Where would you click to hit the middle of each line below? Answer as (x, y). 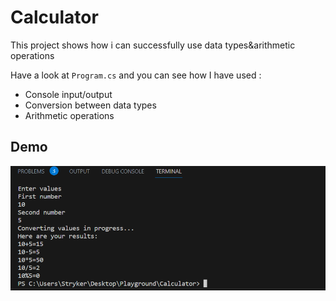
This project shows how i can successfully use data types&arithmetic (153, 45)
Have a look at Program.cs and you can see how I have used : (136, 75)
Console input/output (68, 94)
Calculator (54, 17)
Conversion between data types (90, 105)
